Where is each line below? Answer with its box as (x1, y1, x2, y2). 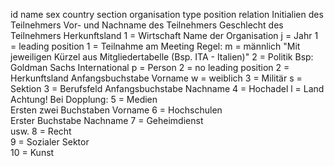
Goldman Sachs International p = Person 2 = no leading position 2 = (10, 62, 290, 73)
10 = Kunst (10, 147, 55, 158)
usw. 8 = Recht (10, 125, 72, 137)
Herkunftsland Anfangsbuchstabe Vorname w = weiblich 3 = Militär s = (10, 72, 303, 84)
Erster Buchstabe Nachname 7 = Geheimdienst (10, 115, 204, 126)
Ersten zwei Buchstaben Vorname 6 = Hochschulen (10, 104, 223, 116)
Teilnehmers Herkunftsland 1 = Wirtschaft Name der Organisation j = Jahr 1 (10, 30, 319, 41)
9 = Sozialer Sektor (10, 136, 90, 148)
